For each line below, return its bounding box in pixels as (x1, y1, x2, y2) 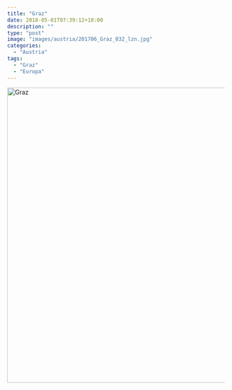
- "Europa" (13, 68, 45, 75)
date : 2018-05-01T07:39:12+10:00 (7, 17, 104, 24)
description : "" (7, 23, 54, 30)
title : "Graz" (7, 10, 48, 17)
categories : (7, 42, 41, 49)
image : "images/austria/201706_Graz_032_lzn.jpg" (7, 36, 153, 43)
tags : (7, 55, 23, 62)
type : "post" (7, 29, 45, 37)
